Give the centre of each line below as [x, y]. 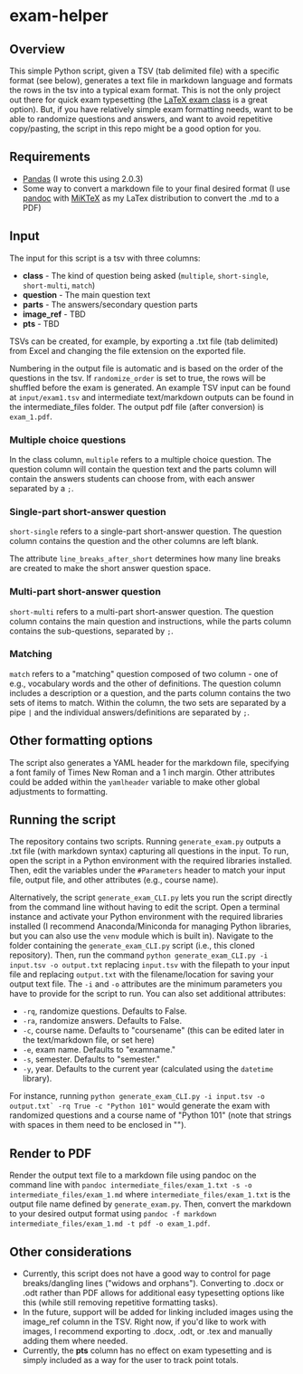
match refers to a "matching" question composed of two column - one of [144, 673]
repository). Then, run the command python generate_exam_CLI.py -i [139, 955]
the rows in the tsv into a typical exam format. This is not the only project [145, 90]
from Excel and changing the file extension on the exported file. [128, 350]
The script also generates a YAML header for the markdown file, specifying [149, 762]
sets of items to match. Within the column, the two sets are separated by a [148, 702]
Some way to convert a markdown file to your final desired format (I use [156, 188]
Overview [38, 49]
